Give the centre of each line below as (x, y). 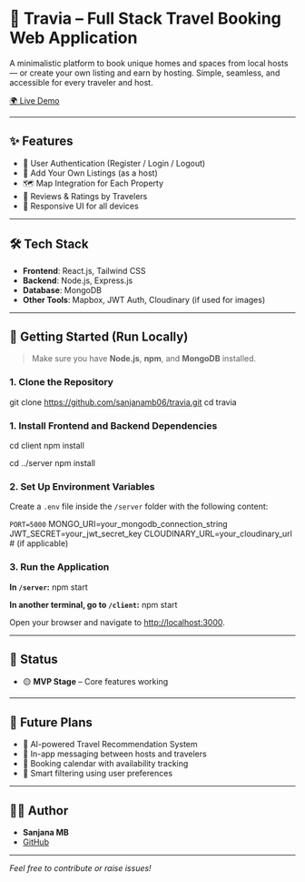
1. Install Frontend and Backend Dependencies (113, 425)
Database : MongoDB (62, 289)
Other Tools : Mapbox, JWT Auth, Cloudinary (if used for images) (144, 299)
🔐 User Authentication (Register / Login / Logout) (114, 163)
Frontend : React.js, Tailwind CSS (84, 270)
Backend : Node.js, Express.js (78, 280)
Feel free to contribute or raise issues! (80, 868)
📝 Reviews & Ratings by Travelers (85, 196)
